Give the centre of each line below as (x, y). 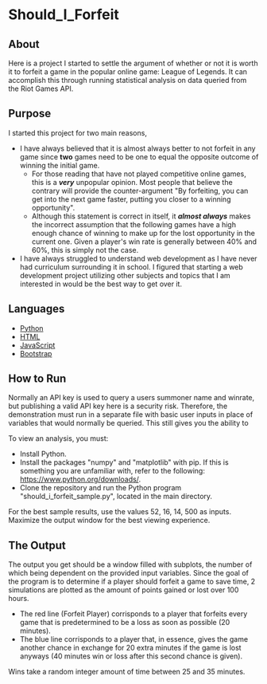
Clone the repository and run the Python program (101, 488)
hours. (19, 599)
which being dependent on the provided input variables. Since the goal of (128, 573)
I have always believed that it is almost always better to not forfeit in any (137, 148)
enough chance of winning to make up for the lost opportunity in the (143, 233)
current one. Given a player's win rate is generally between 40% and (144, 242)
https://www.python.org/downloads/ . (80, 479)
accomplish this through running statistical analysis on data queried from (128, 80)
